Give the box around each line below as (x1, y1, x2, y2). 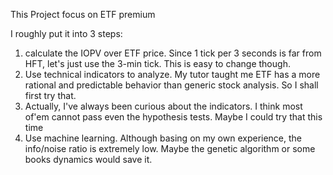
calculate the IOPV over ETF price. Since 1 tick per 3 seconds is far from (24, 47, 322, 59)
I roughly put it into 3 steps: (10, 28, 123, 39)
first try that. (24, 90, 77, 101)
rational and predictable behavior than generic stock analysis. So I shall (24, 79, 319, 91)
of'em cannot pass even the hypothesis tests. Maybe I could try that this (24, 111, 323, 123)
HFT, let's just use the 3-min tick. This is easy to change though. (24, 58, 291, 69)
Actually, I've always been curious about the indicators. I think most (24, 100, 303, 112)
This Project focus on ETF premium (10, 9, 156, 20)
